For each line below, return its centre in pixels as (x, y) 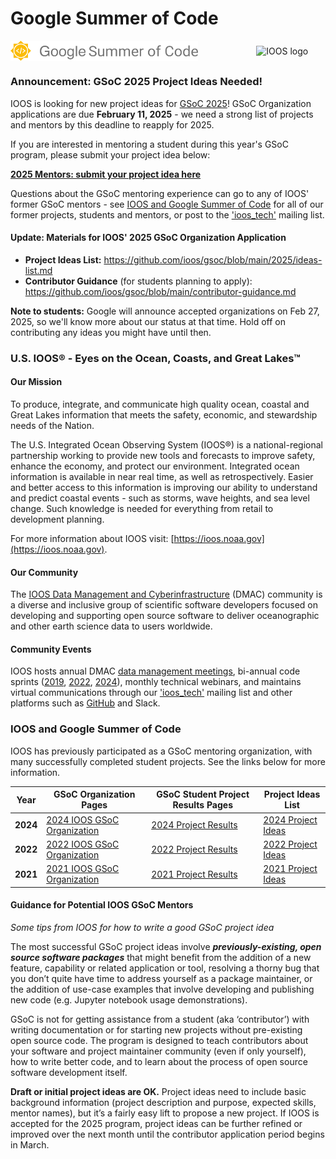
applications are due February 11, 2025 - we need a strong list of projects (162, 114)
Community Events (51, 649)
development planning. (57, 519)
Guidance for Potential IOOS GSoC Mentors (102, 905)
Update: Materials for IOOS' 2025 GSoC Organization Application (148, 238)
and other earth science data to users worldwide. (111, 626)
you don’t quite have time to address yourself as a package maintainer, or (161, 978)
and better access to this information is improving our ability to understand (164, 488)
